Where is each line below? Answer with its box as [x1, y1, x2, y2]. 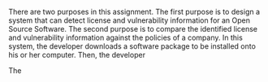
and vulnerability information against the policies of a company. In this [8, 32, 244, 42]
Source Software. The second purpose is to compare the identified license [8, 24, 258, 33]
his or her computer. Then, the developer [8, 50, 146, 59]
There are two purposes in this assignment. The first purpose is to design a [8, 7, 261, 16]
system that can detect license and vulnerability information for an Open [8, 15, 250, 25]
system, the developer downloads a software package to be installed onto [8, 41, 256, 51]
